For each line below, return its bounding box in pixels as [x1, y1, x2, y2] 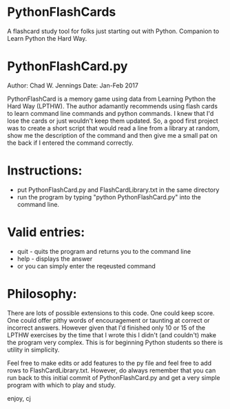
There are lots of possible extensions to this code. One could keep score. [7, 308, 215, 317]
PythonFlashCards [7, 4, 116, 20]
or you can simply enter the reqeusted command [17, 261, 156, 270]
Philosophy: [7, 286, 77, 301]
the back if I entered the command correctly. [7, 139, 134, 147]
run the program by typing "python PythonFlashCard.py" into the [17, 192, 201, 201]
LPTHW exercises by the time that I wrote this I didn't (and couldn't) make [7, 330, 217, 339]
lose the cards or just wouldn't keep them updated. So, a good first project [7, 117, 218, 125]
